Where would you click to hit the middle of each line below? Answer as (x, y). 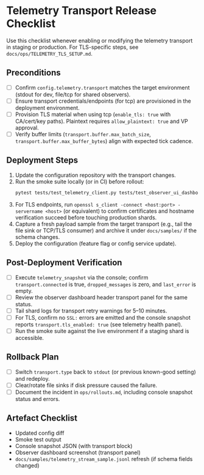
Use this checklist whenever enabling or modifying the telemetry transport (100, 40)
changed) (27, 465)
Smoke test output (38, 439)
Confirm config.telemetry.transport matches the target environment (102, 87)
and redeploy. (32, 378)
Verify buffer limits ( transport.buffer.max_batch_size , (83, 134)
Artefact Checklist (42, 418)
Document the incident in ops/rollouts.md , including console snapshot (104, 392)
